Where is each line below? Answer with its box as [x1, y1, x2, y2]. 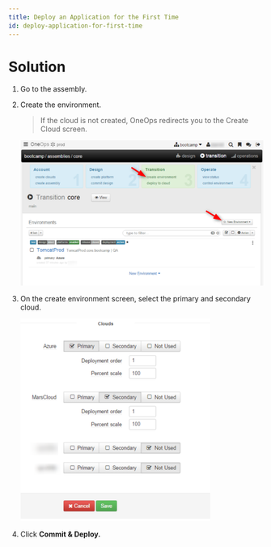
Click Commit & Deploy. [19, 529, 101, 539]
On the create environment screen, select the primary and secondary [19, 293, 251, 303]
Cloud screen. [40, 124, 87, 134]
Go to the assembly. [19, 84, 87, 94]
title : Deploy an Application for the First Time [8, 13, 180, 21]
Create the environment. [19, 100, 102, 109]
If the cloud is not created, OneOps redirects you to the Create [40, 116, 249, 126]
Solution [8, 58, 66, 76]
